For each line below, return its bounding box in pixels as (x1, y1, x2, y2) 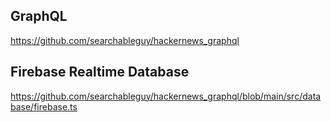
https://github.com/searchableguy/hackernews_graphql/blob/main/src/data (10, 90, 322, 102)
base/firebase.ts (10, 100, 78, 113)
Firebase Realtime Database (10, 64, 190, 81)
